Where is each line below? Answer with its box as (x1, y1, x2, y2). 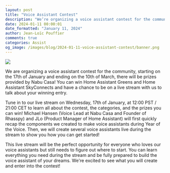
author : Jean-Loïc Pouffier (5, 31, 65, 36)
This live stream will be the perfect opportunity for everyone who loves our (5, 141, 161, 147)
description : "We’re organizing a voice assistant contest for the (5, 17, 151, 22)
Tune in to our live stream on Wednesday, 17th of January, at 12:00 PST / (5, 99, 157, 105)
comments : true (5, 36, 37, 41)
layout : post (5, 7, 33, 13)
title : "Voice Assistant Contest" (5, 12, 78, 17)
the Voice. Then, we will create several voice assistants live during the (5, 126, 152, 132)
